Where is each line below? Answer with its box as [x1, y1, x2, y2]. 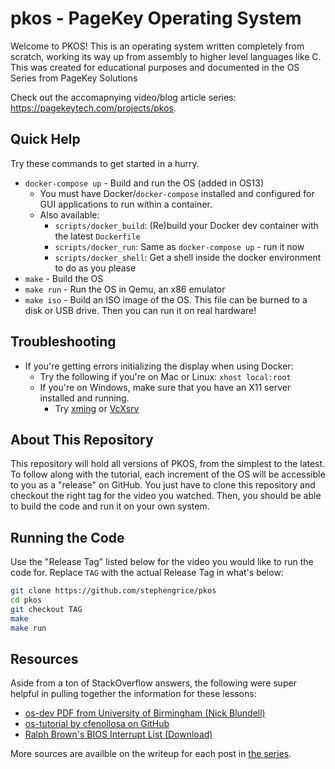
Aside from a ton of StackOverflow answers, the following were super [10, 677, 297, 689]
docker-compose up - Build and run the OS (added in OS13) [24, 177, 265, 189]
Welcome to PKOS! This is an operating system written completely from [10, 40, 305, 52]
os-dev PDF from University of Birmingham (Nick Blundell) [24, 707, 266, 719]
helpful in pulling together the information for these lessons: [10, 688, 257, 700]
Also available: [39, 208, 100, 221]
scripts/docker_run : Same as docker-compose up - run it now [54, 240, 305, 252]
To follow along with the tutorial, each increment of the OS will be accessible [10, 468, 326, 481]
